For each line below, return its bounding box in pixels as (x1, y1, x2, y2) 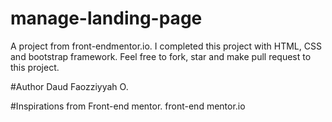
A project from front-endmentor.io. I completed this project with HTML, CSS (10, 40, 322, 52)
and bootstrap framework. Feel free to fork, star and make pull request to (10, 50, 312, 62)
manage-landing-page (10, 7, 203, 30)
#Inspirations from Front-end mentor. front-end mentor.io (10, 100, 246, 112)
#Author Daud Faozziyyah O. (10, 80, 129, 92)
